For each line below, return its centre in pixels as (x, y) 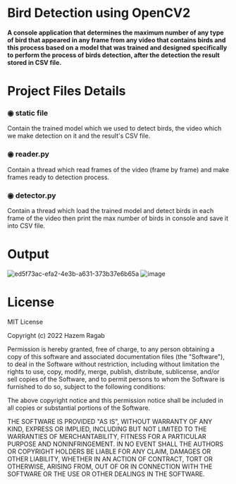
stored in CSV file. (35, 62)
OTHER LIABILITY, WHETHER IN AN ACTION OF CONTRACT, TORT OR (110, 459)
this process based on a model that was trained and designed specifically (117, 47)
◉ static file (28, 113)
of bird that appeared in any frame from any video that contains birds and (117, 40)
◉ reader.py (28, 155)
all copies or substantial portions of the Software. (79, 408)
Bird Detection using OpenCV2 (99, 13)
